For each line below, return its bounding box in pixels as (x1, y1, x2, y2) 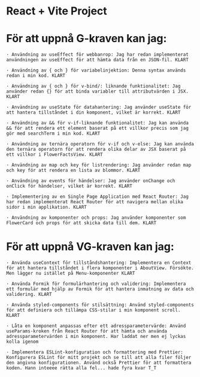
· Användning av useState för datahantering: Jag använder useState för (6, 104, 192, 111)
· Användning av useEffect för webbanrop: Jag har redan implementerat (6, 52, 189, 58)
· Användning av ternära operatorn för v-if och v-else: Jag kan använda (6, 141, 195, 147)
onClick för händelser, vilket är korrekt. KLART (6, 183, 133, 189)
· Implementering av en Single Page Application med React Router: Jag (6, 194, 189, 200)
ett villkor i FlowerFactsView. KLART (6, 152, 103, 158)
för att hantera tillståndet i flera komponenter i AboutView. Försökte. (6, 265, 195, 271)
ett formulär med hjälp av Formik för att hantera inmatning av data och (6, 286, 195, 292)
